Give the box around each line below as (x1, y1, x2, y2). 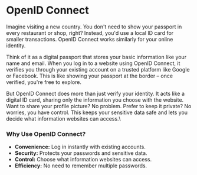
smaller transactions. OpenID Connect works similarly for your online (6, 35, 173, 43)
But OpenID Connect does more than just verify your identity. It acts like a (6, 90, 185, 97)
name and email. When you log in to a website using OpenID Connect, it (6, 60, 180, 67)
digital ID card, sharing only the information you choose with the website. (6, 96, 184, 103)
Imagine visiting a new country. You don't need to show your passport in (6, 23, 182, 30)
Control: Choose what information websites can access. (14, 156, 152, 163)
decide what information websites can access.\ (6, 115, 121, 122)
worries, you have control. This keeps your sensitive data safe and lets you (6, 109, 188, 116)
